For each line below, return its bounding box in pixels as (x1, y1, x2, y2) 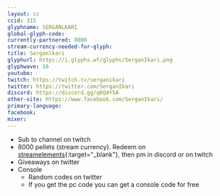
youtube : (7, 69, 33, 76)
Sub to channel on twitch (17, 135, 91, 144)
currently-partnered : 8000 (7, 37, 87, 44)
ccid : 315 (7, 17, 37, 24)
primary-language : (7, 103, 62, 110)
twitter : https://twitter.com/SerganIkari (7, 83, 135, 90)
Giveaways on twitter (17, 157, 80, 166)
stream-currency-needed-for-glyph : (7, 43, 113, 50)
